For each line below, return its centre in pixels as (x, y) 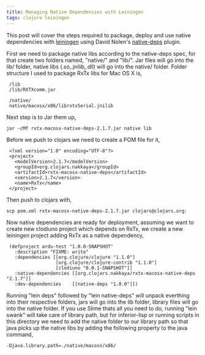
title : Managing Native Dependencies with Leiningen (75, 12)
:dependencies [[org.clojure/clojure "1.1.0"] (75, 257)
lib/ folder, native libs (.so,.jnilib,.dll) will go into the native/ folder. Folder (97, 66)
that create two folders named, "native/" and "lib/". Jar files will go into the (100, 60)
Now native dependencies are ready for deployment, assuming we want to (100, 222)
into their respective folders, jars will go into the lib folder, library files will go (102, 302)
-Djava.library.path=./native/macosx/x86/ (61, 346)
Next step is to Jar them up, (41, 117)
